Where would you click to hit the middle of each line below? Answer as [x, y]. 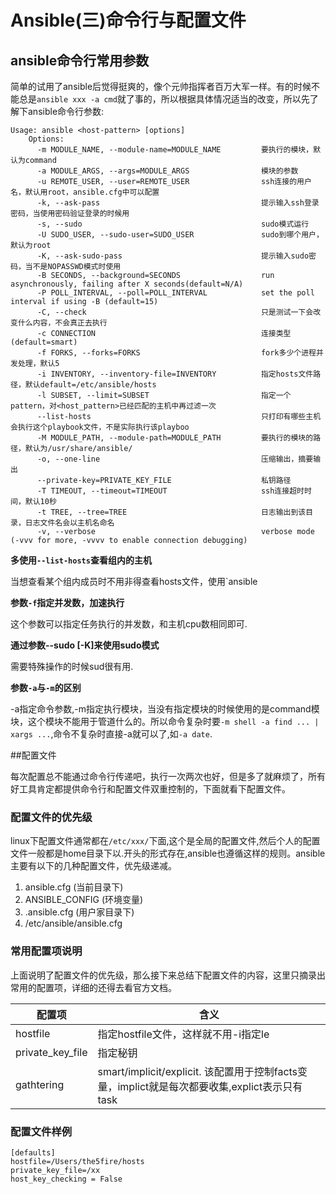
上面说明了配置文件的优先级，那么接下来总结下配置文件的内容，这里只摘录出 [168, 975]
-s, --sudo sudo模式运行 [173, 224]
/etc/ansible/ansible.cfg [73, 923]
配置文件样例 [41, 1131]
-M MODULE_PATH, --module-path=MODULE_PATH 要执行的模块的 [175, 438]
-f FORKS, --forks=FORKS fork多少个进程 [176, 353]
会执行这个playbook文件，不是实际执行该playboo [100, 427]
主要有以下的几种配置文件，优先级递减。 [93, 866]
